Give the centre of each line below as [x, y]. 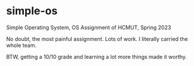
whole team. [22, 45]
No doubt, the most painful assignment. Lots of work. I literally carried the [97, 39]
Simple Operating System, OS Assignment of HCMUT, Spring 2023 [89, 27]
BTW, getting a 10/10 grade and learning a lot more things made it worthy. [97, 56]
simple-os [32, 11]
